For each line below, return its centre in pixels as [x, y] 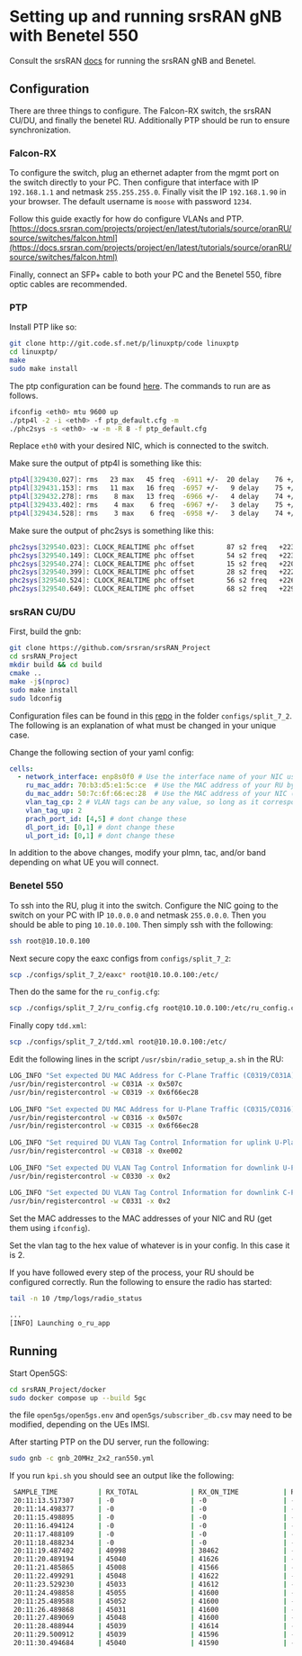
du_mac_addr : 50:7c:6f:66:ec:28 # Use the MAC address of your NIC [156, 794]
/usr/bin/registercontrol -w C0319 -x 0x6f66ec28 [104, 1092]
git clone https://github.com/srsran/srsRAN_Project [110, 648]
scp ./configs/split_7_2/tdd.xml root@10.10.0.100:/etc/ [118, 1042]
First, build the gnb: [45, 631]
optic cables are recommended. [68, 285]
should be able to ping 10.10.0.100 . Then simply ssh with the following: [142, 924]
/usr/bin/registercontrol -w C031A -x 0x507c [96, 1084]
